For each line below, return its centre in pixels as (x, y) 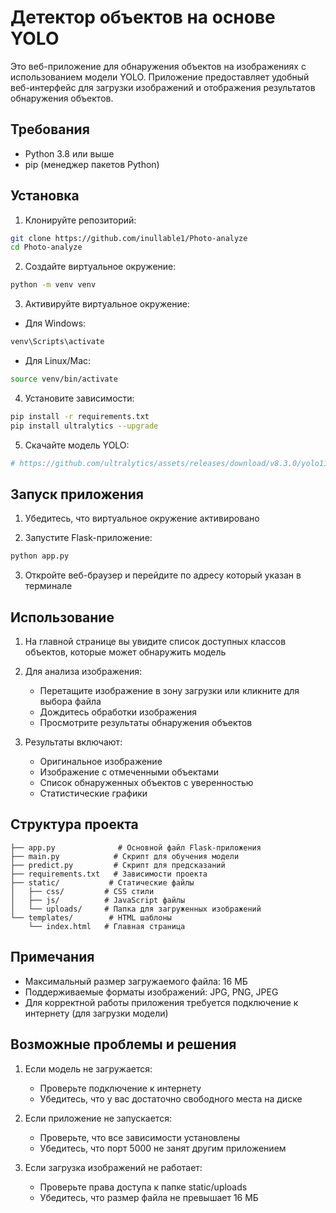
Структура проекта (74, 824)
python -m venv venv (53, 285)
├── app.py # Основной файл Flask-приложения (136, 847)
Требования (50, 129)
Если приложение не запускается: (98, 1118)
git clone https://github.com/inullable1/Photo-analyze (129, 238)
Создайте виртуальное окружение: (100, 267)
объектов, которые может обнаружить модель (125, 652)
